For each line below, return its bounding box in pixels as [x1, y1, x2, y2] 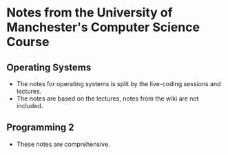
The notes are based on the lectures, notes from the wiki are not [16, 94, 199, 103]
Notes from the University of [6, 5, 173, 21]
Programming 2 [6, 122, 74, 134]
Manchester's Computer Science [6, 19, 200, 35]
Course [6, 34, 50, 50]
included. [16, 102, 43, 110]
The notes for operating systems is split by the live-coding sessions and [16, 80, 221, 87]
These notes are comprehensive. [16, 140, 111, 148]
